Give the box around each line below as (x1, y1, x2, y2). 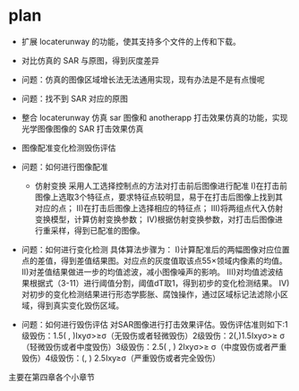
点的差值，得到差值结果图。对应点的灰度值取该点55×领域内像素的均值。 (21, 255, 287, 266)
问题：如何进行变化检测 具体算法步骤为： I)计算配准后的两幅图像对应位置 (21, 243, 290, 255)
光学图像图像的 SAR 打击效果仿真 (21, 123, 144, 134)
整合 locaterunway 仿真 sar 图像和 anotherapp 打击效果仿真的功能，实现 (21, 112, 288, 123)
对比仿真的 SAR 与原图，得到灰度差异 (21, 55, 160, 65)
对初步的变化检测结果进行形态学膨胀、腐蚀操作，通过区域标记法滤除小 (21, 288, 281, 300)
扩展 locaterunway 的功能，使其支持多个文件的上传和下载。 (21, 36, 241, 47)
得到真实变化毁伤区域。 (37, 300, 124, 310)
